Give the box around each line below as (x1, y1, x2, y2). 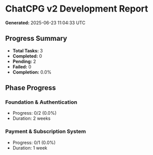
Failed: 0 (12, 63, 32, 69)
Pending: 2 (12, 58, 36, 64)
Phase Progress (5, 84, 56, 92)
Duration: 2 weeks (12, 115, 50, 121)
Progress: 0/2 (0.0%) (12, 110, 57, 116)
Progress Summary (5, 34, 67, 43)
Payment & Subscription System (5, 128, 86, 135)
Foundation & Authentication (5, 99, 77, 106)
